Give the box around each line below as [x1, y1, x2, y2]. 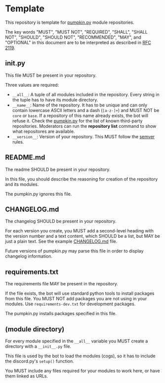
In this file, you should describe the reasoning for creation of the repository [5, 176, 158, 182]
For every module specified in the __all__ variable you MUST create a [5, 338, 148, 344]
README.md [5, 153, 45, 162]
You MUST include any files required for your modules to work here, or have [5, 368, 160, 374]
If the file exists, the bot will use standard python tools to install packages [5, 290, 155, 296]
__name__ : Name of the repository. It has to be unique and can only [12, 102, 147, 108]
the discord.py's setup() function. [5, 358, 74, 364]
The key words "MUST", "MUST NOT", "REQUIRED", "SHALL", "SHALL [5, 29, 148, 35]
